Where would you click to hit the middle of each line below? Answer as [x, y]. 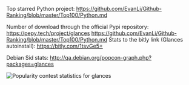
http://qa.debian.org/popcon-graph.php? [101, 58]
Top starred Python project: [41, 9]
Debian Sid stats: [27, 58]
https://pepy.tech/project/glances [48, 33]
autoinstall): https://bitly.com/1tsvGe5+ [55, 46]
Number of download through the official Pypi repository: [78, 27]
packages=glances [30, 64]
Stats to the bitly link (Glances [146, 39]
